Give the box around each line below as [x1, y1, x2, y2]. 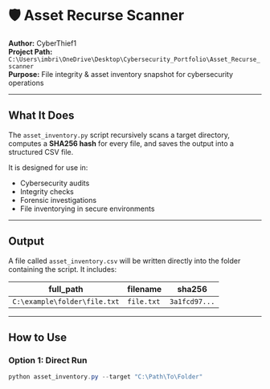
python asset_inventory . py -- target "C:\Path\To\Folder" [8, 373, 203, 381]
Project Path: [8, 47, 53, 56]
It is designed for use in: [8, 162, 88, 172]
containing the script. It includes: [8, 264, 117, 274]
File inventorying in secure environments [19, 204, 155, 213]
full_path [47, 283, 84, 294]
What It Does [8, 109, 75, 123]
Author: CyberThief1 [8, 38, 77, 48]
